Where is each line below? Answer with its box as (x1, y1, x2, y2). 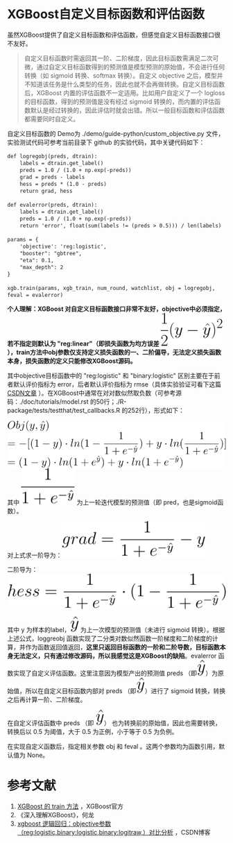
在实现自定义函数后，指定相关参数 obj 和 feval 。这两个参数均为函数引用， (7, 742, 219, 751)
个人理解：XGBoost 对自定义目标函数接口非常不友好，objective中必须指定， (7, 305, 227, 313)
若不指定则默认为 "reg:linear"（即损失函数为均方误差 (7, 339, 159, 348)
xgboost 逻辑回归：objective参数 (17, 819, 112, 828)
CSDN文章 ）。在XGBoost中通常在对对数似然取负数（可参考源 (7, 389, 182, 397)
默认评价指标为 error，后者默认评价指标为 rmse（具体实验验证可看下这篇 (12, 380, 222, 389)
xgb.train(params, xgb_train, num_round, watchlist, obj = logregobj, (7, 284, 216, 291)
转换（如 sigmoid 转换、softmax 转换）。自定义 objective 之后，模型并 (24, 71, 223, 80)
